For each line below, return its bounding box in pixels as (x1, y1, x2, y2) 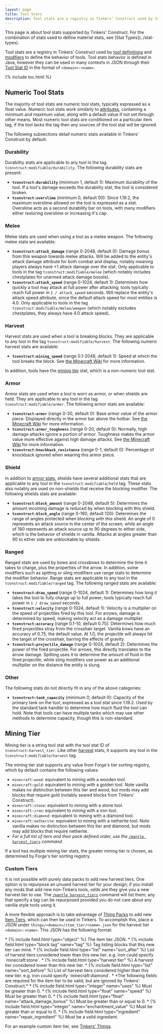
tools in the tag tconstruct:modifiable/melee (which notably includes (12, 268, 151, 275)
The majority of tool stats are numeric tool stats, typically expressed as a (5, 101, 150, 107)
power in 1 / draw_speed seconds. (12, 600, 81, 606)
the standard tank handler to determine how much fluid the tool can (12, 705, 147, 711)
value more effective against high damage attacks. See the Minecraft (12, 436, 150, 443)
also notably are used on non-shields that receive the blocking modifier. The (5, 485, 158, 491)
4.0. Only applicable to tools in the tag (12, 300, 88, 305)
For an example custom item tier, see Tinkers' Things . (5, 1023, 113, 1029)
